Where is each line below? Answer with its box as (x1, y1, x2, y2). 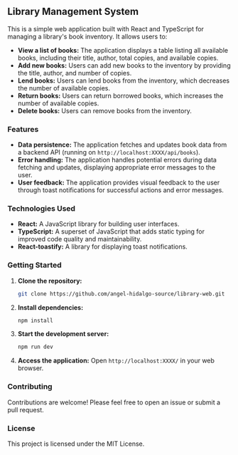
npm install (17, 317, 53, 324)
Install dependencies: (17, 303, 84, 312)
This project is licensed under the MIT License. (7, 439, 145, 448)
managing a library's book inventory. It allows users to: (7, 32, 168, 41)
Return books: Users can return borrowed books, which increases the (17, 91, 224, 100)
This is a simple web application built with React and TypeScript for (7, 24, 205, 33)
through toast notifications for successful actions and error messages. (17, 186, 224, 194)
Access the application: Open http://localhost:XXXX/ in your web (17, 356, 215, 365)
